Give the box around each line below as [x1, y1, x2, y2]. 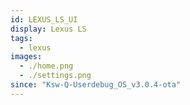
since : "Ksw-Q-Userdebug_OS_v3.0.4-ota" [10, 80, 182, 90]
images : [10, 52, 43, 62]
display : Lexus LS [10, 24, 87, 34]
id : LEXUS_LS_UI [10, 14, 78, 25]
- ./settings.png [19, 71, 92, 81]
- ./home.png [19, 61, 74, 71]
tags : [10, 33, 33, 43]
